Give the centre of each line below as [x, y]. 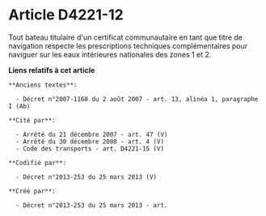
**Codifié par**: [38, 163]
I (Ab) [19, 106]
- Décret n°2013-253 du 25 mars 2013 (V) [87, 177]
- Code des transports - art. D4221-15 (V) [90, 148]
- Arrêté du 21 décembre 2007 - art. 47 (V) [92, 134]
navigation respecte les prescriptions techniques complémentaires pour [128, 45]
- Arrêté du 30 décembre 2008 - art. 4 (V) [90, 142]
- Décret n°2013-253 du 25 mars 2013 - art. [92, 205]
